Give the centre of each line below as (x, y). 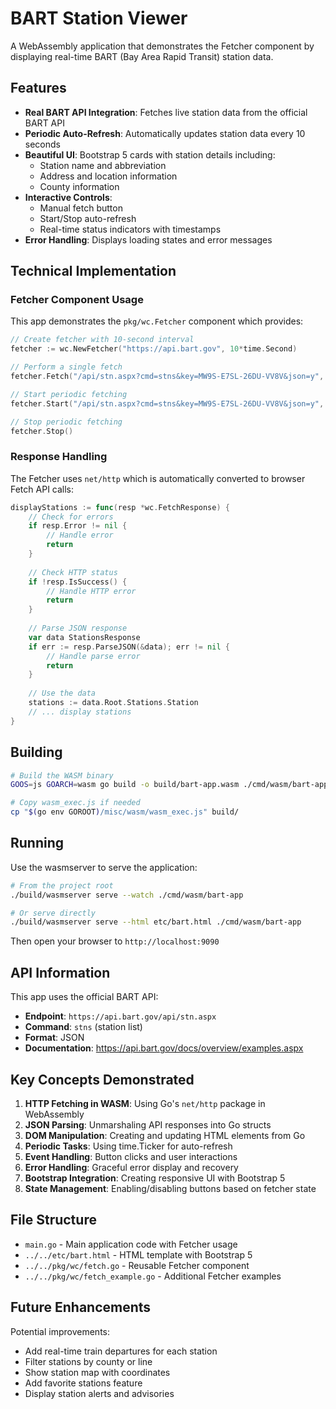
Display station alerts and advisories (99, 1393)
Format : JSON (54, 1038)
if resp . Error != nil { (78, 526)
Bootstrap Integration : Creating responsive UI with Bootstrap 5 (155, 1178)
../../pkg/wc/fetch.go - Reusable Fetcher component (137, 1265)
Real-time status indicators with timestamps (130, 229)
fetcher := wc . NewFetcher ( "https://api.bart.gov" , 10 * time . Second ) (154, 349)
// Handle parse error (93, 656)
